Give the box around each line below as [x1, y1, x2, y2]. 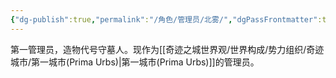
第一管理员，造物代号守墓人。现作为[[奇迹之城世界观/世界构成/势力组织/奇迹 [10, 43, 325, 55]
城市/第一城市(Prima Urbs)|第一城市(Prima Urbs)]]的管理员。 [10, 56, 260, 68]
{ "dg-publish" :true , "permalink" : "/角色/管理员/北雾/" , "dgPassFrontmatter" [10, 14, 318, 25]
